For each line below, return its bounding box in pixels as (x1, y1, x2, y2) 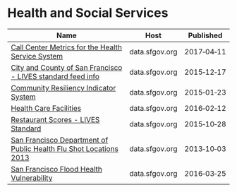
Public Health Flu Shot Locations (11, 143, 119, 153)
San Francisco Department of (11, 135, 109, 145)
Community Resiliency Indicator (11, 83, 116, 92)
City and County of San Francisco (11, 62, 123, 72)
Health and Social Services (7, 5, 169, 21)
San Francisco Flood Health (11, 164, 102, 174)
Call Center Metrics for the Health (11, 42, 122, 52)
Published (188, 30, 223, 40)
